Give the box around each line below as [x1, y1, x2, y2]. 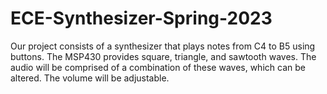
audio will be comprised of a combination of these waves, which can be [10, 61, 306, 73]
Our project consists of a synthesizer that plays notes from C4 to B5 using [10, 40, 316, 52]
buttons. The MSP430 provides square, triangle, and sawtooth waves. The [10, 50, 317, 62]
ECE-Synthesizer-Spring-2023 [10, 7, 273, 30]
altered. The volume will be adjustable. [10, 72, 170, 84]
